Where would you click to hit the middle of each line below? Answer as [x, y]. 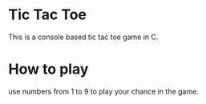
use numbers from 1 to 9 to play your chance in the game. [103, 91]
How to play [48, 69]
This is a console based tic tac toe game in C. [83, 37]
